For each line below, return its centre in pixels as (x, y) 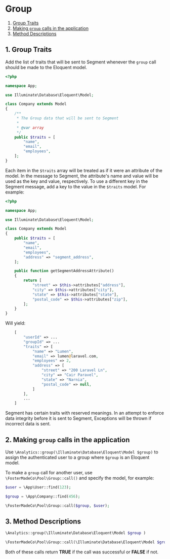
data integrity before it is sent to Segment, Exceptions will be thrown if (78, 418)
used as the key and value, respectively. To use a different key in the (77, 181)
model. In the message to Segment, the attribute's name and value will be (82, 176)
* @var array (30, 127)
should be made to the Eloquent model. (46, 67)
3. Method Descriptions (43, 521)
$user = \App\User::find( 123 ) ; (38, 487)
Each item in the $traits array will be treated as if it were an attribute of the (84, 170)
